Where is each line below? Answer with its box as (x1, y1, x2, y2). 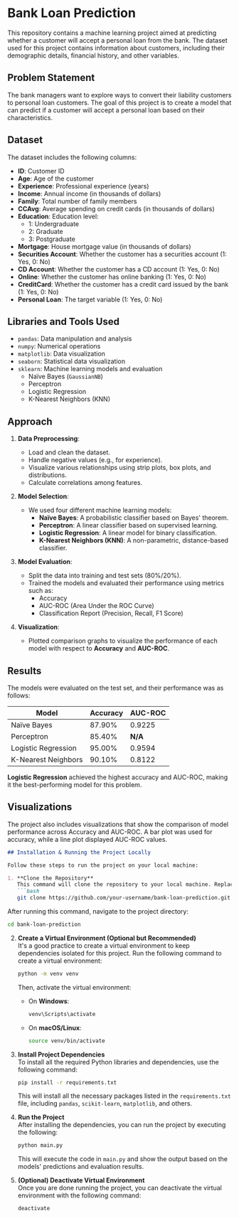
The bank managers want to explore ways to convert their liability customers (7, 90, 232, 99)
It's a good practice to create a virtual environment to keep (17, 941, 190, 950)
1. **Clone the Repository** (7, 875, 94, 882)
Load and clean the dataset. (28, 448, 110, 456)
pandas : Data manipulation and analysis (17, 334, 132, 343)
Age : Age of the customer (17, 174, 95, 183)
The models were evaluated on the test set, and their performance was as (7, 684, 224, 692)
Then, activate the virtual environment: (17, 983, 132, 991)
